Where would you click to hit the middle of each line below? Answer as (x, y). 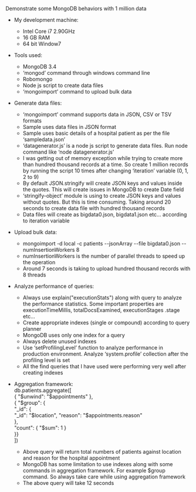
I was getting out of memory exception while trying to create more (103, 158)
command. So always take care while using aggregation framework (104, 477)
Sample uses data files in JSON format (70, 127)
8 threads (34, 275)
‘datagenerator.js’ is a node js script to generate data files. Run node (105, 146)
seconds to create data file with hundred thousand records (94, 208)
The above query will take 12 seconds (68, 483)
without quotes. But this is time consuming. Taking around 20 (97, 202)
